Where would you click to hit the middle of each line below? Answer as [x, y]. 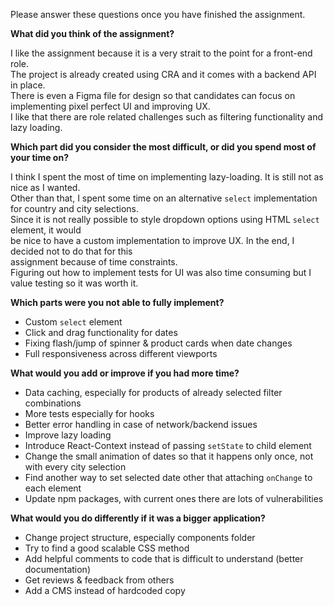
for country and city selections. [75, 208]
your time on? [39, 157]
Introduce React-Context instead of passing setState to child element [168, 445]
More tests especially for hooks [89, 413]
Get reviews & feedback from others [99, 580]
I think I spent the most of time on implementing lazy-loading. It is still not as [167, 177]
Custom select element [73, 322]
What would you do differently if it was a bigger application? [138, 518]
